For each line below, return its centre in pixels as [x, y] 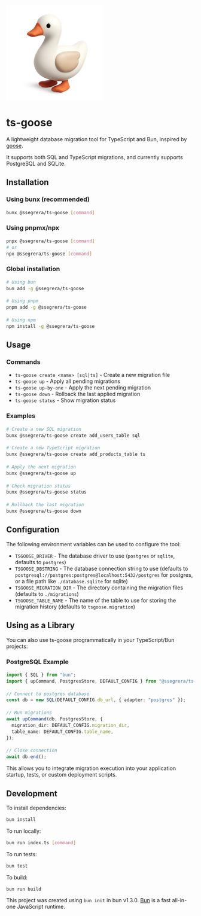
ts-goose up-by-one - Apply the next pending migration [83, 388]
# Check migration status [38, 486]
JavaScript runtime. [41, 907]
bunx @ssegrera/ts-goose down [44, 511]
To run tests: [22, 854]
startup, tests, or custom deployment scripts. [62, 775]
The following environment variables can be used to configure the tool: [94, 544]
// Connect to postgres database [48, 694]
